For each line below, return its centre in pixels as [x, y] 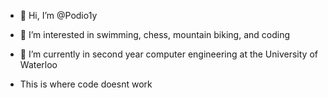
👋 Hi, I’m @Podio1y [58, 15]
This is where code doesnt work [86, 84]
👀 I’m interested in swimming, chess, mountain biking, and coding [155, 34]
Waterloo [38, 64]
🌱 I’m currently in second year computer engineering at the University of [168, 54]
